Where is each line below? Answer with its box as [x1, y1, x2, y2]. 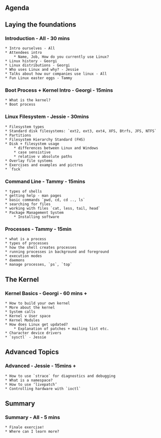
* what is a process [5, 237, 47, 242]
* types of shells [5, 189, 42, 194]
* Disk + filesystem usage [5, 141, 59, 146]
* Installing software [14, 214, 59, 219]
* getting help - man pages [5, 193, 62, 198]
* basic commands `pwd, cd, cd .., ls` [5, 197, 86, 202]
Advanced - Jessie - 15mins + [5, 362, 76, 369]
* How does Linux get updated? [5, 322, 68, 327]
